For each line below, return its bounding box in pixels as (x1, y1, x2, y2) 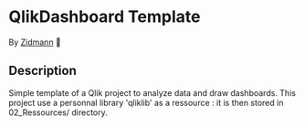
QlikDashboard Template (8, 6, 201, 27)
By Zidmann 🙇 (8, 37, 61, 48)
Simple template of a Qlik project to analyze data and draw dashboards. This (8, 87, 296, 98)
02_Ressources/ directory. (8, 107, 108, 118)
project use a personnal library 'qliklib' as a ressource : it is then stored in (8, 97, 284, 108)
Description (8, 63, 77, 79)
